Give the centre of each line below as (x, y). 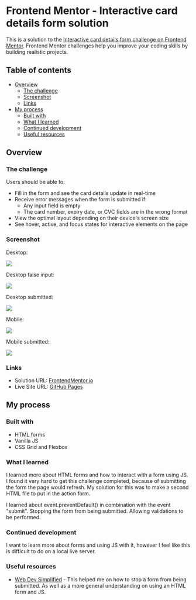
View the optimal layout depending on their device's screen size (92, 218)
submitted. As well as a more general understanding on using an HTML (100, 585)
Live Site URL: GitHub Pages (49, 387)
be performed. (23, 517)
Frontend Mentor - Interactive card (92, 11)
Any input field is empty (52, 205)
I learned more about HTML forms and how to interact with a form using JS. (97, 475)
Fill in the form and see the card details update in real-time (85, 193)
